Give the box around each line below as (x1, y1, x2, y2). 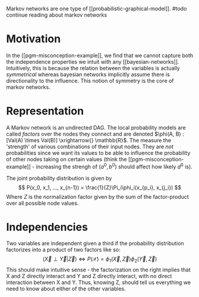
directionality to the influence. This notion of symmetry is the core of (6, 77, 174, 84)
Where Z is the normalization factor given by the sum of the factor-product (6, 193, 189, 200)
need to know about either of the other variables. (6, 285, 126, 292)
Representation (6, 104, 84, 118)
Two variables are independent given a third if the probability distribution (6, 240, 184, 247)
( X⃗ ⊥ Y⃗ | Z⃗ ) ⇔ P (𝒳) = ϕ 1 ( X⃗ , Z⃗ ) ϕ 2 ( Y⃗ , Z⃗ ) (42, 255, 157, 264)
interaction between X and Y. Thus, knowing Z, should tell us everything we (6, 279, 191, 286)
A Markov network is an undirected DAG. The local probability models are (6, 124, 186, 131)
